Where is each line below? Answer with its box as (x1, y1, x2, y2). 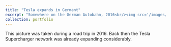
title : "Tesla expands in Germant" (5, 7, 81, 13)
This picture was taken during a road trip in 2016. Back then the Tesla (5, 31, 151, 37)
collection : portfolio (5, 17, 53, 22)
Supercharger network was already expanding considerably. (5, 36, 132, 42)
